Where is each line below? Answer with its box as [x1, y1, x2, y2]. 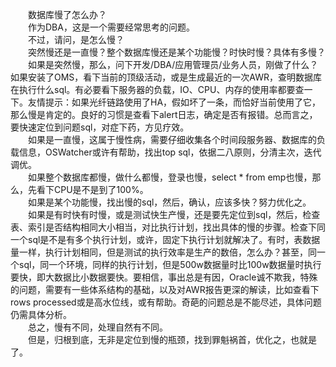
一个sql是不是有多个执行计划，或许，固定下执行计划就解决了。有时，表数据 [10, 234, 321, 245]
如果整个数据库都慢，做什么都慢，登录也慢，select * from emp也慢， [27, 171, 313, 183]
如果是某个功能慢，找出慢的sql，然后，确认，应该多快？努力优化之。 [27, 196, 312, 208]
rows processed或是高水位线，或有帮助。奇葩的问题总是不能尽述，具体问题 [10, 296, 322, 308]
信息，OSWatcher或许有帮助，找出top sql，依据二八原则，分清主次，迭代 [18, 146, 322, 158]
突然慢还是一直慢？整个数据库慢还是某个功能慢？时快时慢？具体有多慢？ [27, 46, 326, 58]
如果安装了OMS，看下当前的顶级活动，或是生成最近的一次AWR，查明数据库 [10, 71, 323, 83]
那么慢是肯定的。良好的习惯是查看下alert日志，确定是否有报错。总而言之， [10, 109, 318, 120]
